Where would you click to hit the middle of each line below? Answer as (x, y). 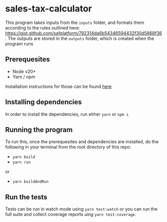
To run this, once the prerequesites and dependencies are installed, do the (82, 142)
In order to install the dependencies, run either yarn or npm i (67, 114)
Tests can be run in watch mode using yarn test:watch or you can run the (81, 209)
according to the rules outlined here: (42, 27)
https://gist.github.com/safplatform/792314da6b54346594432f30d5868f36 (84, 33)
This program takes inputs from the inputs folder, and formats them (75, 22)
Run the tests (26, 197)
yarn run (21, 163)
